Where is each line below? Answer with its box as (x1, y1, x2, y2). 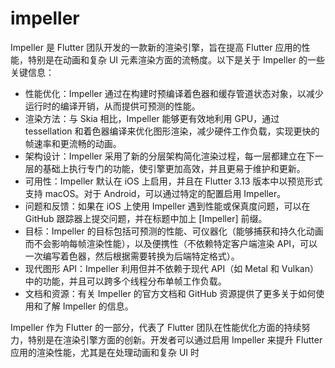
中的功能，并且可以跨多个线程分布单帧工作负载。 (24, 275, 227, 287)
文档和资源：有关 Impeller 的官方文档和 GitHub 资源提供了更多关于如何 (24, 287, 317, 299)
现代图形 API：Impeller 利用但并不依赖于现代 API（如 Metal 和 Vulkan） (24, 262, 319, 274)
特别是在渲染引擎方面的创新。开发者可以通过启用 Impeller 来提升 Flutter (27, 333, 323, 346)
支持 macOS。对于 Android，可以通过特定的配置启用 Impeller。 (24, 187, 287, 199)
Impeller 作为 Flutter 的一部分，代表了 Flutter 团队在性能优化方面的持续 (10, 321, 302, 333)
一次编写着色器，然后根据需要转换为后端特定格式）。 (24, 250, 240, 262)
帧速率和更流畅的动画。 (24, 137, 122, 149)
